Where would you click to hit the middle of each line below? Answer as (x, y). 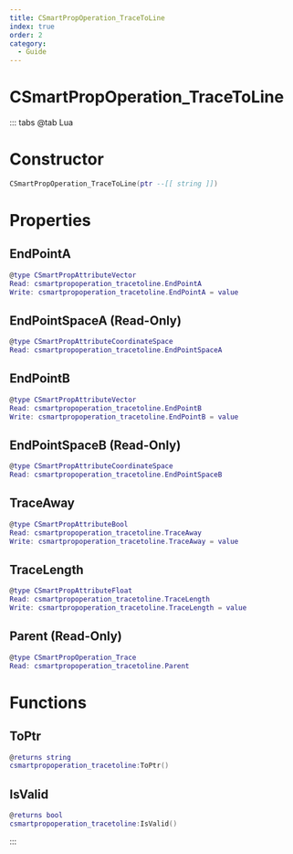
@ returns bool (37, 816)
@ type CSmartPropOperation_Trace (73, 657)
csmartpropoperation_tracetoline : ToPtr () (89, 766)
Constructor (57, 160)
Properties (50, 221)
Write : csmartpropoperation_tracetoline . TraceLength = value (128, 608)
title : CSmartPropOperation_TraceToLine (88, 18)
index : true (32, 27)
